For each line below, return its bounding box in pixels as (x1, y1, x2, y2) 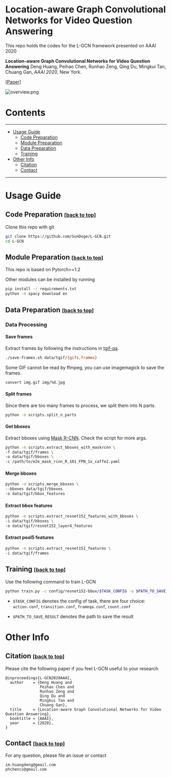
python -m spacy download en (5, 291, 68, 296)
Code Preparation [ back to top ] (5, 210, 96, 219)
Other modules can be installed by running (5, 276, 95, 282)
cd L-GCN (5, 238, 24, 244)
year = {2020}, (10, 720, 54, 726)
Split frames (5, 391, 32, 397)
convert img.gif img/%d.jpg (5, 380, 66, 385)
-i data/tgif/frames (5, 551, 50, 556)
